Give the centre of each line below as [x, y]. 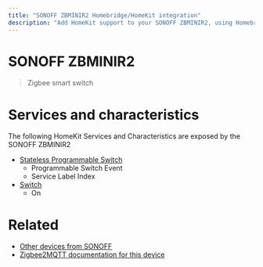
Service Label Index [63, 176]
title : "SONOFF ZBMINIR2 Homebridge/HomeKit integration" [104, 15]
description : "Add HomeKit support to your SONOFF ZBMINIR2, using [121, 23]
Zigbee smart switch [60, 83]
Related [33, 225]
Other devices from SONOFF [66, 247]
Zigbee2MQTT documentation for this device [92, 254]
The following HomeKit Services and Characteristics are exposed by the [124, 136]
